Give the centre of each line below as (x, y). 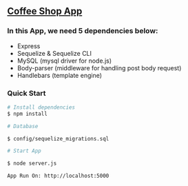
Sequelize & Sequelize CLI (54, 53)
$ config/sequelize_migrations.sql (58, 138)
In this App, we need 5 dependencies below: (83, 31)
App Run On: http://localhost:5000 (58, 176)
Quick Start (27, 93)
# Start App (24, 151)
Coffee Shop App (45, 11)
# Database (23, 126)
